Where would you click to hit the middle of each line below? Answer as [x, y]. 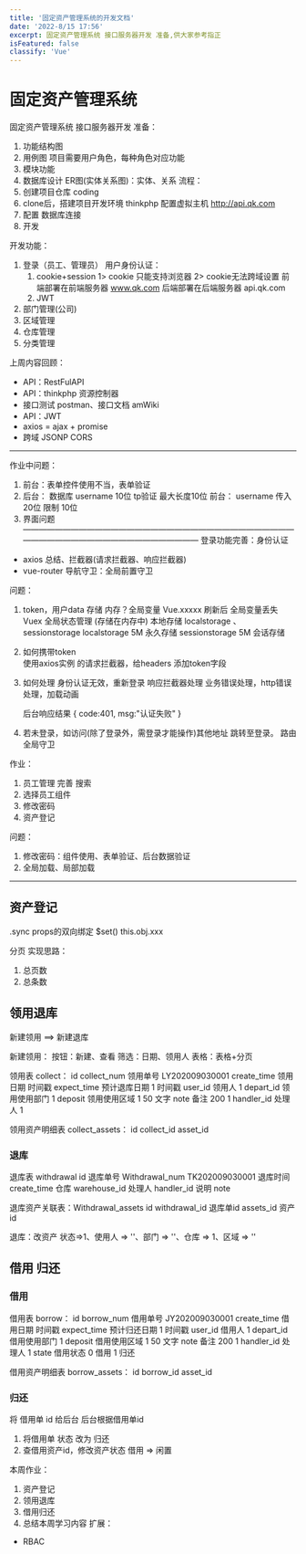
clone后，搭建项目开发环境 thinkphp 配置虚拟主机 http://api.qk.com [149, 204]
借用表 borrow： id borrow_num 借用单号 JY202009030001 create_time [144, 1318]
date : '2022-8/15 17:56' [56, 26]
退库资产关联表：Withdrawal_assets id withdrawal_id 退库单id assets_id [143, 1207]
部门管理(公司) [50, 309]
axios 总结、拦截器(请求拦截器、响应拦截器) [104, 560]
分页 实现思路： [39, 950]
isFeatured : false [44, 43]
